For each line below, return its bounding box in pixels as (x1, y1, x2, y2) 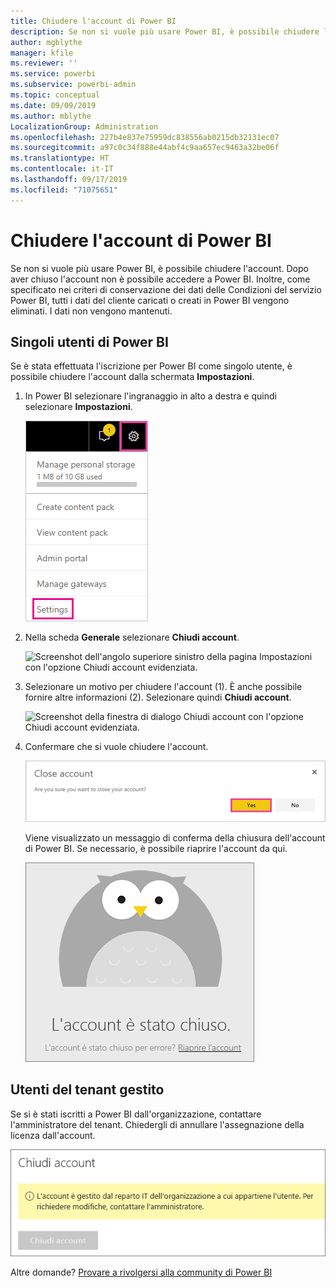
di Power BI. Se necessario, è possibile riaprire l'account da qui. (24, 842, 288, 854)
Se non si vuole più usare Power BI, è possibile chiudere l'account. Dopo (10, 262, 309, 274)
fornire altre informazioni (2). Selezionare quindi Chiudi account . (24, 691, 292, 704)
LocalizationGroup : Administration (10, 121, 159, 132)
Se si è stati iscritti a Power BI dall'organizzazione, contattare (10, 1108, 262, 1120)
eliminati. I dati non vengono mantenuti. (10, 305, 173, 317)
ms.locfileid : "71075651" (10, 185, 118, 195)
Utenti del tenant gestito (10, 1081, 165, 1099)
